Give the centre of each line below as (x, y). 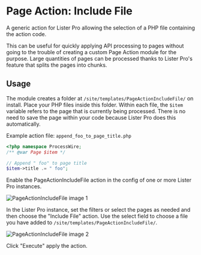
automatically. (23, 124)
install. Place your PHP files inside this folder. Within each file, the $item (94, 105)
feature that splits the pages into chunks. (57, 65)
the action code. (26, 34)
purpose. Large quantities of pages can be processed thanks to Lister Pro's (100, 58)
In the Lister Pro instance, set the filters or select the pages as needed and (98, 210)
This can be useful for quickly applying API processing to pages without (95, 46)
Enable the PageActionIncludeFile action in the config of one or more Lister (99, 180)
